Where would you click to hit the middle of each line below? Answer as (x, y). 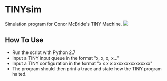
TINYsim (23, 9)
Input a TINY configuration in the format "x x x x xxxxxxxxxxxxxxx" (82, 63)
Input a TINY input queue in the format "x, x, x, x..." (65, 58)
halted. (19, 74)
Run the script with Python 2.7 (44, 52)
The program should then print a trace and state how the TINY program (87, 69)
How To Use (24, 40)
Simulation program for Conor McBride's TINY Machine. (63, 24)
